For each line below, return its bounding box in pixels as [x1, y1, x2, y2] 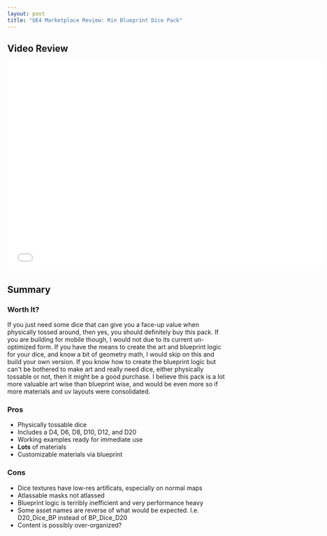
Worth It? [7, 305, 40, 314]
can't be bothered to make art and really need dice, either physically [7, 365, 204, 373]
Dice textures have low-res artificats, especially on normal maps [17, 484, 203, 492]
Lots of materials [17, 443, 66, 451]
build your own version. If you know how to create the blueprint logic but [7, 358, 217, 365]
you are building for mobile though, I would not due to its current [7, 335, 193, 343]
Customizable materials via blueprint [17, 450, 123, 458]
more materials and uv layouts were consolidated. [7, 387, 151, 396]
